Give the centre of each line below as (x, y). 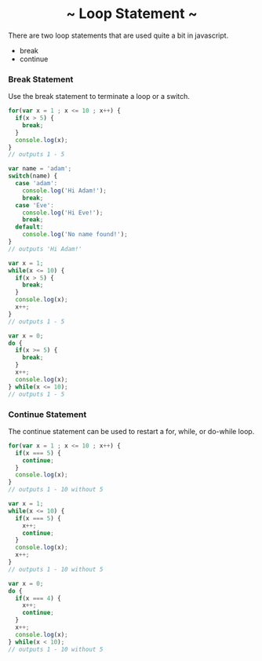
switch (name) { (33, 176)
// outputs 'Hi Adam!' (45, 249)
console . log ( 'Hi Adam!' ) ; (65, 190)
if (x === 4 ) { (38, 598)
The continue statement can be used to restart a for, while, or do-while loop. (131, 431)
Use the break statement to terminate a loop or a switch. (99, 97)
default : (29, 227)
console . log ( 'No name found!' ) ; (75, 235)
